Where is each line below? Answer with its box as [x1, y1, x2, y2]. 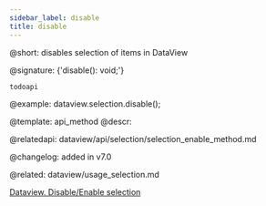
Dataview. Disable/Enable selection [9, 186, 141, 197]
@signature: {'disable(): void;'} [9, 65, 125, 76]
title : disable [9, 22, 67, 31]
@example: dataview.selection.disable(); [9, 98, 161, 109]
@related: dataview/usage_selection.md [9, 169, 159, 180]
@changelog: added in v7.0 [9, 151, 112, 162]
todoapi [9, 82, 39, 91]
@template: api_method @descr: [9, 116, 132, 127]
